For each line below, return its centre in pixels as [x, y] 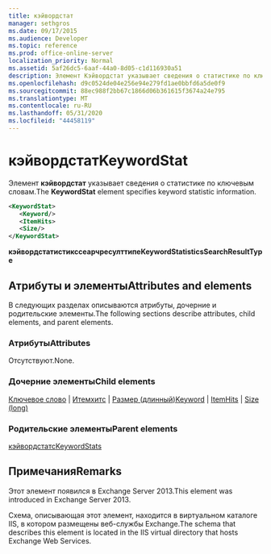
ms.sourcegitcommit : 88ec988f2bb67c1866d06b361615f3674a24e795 [117, 91]
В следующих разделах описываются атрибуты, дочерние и [113, 305]
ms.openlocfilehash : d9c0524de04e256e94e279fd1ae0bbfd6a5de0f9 [117, 83]
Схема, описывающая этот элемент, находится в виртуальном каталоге [133, 515]
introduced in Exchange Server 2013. [70, 499]
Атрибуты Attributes [50, 343]
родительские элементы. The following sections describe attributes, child [132, 314]
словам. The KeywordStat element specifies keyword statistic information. [132, 191]
